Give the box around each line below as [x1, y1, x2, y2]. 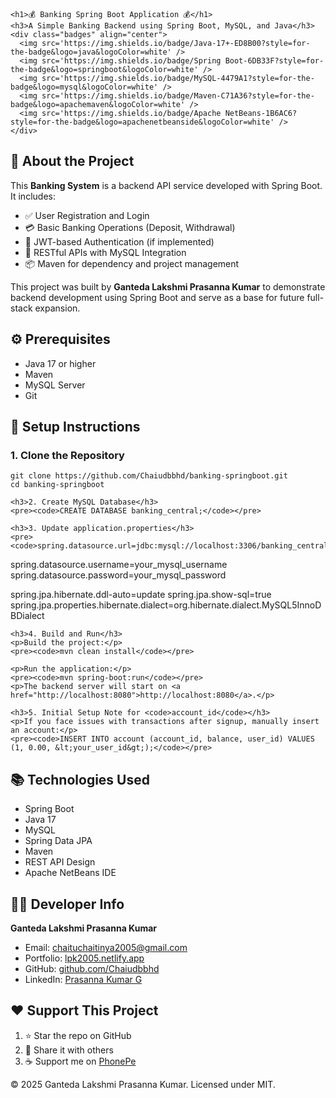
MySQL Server [24, 379, 86, 391]
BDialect [10, 610, 45, 622]
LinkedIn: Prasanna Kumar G [24, 973, 143, 985]
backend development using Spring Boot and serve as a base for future [10, 291, 305, 303]
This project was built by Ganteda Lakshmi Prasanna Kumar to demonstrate [10, 280, 326, 293]
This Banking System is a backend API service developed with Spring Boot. [10, 179, 323, 191]
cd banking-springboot [10, 480, 105, 490]
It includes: [10, 190, 56, 202]
